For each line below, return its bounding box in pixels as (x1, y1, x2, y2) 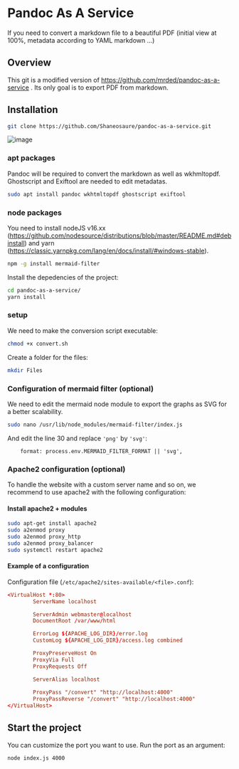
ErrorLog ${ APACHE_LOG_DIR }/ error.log (33, 630, 148, 637)
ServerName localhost (33, 598, 97, 605)
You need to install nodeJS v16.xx (7, 223, 106, 232)
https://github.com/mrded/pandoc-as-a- (100, 75, 221, 84)
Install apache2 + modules (7, 504, 87, 513)
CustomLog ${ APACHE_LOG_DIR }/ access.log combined (33, 637, 183, 645)
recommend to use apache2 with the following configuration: (7, 488, 186, 497)
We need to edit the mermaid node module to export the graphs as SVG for (7, 400, 228, 408)
